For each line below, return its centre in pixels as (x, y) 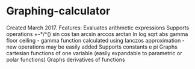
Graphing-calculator (58, 11)
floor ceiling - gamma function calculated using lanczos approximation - (95, 40)
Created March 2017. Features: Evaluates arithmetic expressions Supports (98, 28)
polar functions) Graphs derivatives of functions (66, 59)
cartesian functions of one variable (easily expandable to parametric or (94, 53)
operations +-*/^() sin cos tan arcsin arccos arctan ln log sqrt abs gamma (97, 34)
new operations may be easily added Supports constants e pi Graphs (92, 47)
